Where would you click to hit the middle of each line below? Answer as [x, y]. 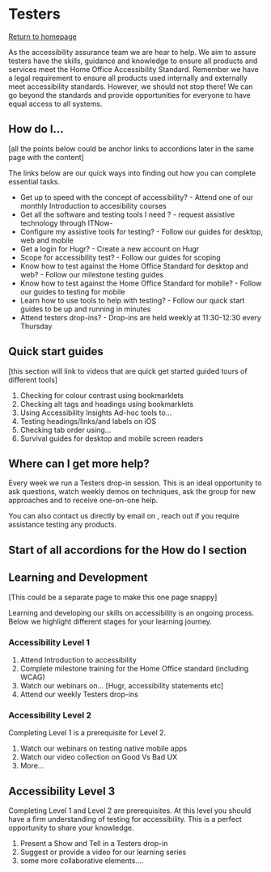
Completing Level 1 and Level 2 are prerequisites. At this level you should [130, 811]
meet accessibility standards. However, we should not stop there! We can [131, 87]
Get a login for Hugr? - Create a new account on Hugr [110, 248]
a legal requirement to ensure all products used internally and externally [128, 78]
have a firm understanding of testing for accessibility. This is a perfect [125, 819]
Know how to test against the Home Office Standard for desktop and [134, 266]
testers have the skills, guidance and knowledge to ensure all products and [133, 61]
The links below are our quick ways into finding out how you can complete [132, 173]
